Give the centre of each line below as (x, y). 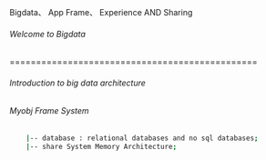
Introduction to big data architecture (77, 83)
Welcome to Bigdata (48, 34)
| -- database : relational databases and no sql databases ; (142, 138)
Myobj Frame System (49, 111)
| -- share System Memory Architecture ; (102, 146)
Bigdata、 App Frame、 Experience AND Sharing (101, 12)
